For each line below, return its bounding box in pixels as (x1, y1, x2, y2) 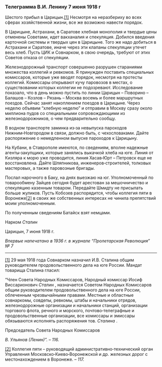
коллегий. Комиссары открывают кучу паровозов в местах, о (5, 80, 133, 85)
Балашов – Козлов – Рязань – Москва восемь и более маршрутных (5, 95, 143, 101)
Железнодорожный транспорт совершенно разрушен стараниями (5, 64, 143, 70)
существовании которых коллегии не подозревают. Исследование (5, 85, 143, 91)
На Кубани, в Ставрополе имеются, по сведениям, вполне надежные (5, 144, 148, 151)
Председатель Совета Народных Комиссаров (5, 327, 100, 333)
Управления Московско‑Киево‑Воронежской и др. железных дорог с (5, 351, 148, 357)
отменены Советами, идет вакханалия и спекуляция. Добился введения (5, 34, 155, 40)
